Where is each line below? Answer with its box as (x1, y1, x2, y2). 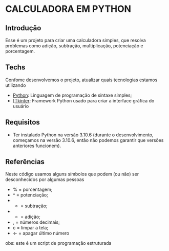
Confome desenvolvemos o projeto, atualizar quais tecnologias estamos (5, 77, 158, 83)
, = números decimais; (12, 219, 60, 225)
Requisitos (5, 118, 40, 127)
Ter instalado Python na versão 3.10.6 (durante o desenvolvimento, (12, 132, 154, 138)
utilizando (5, 82, 26, 88)
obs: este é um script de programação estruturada (5, 240, 112, 246)
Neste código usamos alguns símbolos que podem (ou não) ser (5, 171, 139, 177)
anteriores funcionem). (12, 142, 61, 149)
